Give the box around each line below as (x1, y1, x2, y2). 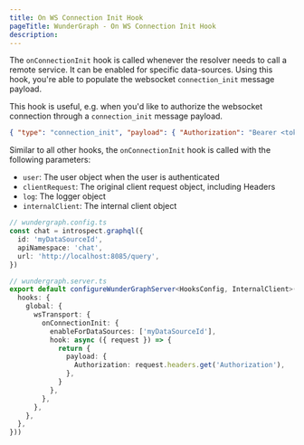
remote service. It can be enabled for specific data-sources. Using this (9, 64, 273, 75)
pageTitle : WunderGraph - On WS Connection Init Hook (9, 22, 217, 31)
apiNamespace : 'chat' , (17, 243, 103, 252)
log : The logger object (22, 191, 107, 202)
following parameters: (9, 155, 91, 166)
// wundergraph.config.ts (9, 218, 107, 227)
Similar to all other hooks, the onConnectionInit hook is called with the (9, 145, 271, 156)
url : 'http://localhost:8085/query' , (17, 251, 160, 260)
